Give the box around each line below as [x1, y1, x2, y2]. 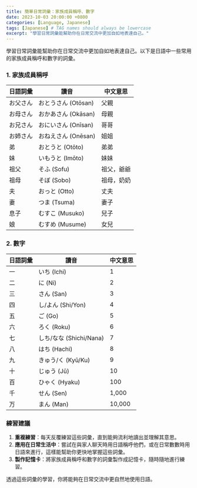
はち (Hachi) [38, 345, 73, 353]
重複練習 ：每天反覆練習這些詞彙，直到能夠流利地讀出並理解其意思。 [14, 434, 180, 441]
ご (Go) [38, 311, 59, 320]
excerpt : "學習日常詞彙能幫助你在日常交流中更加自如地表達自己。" [6, 31, 149, 36]
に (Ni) [38, 278, 57, 287]
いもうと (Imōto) [38, 154, 84, 162]
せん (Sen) [38, 389, 68, 397]
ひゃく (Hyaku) [38, 378, 81, 386]
